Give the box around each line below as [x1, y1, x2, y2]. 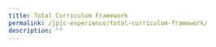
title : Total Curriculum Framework [8, 11, 129, 20]
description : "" [8, 26, 63, 34]
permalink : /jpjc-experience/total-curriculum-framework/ [8, 19, 208, 27]
